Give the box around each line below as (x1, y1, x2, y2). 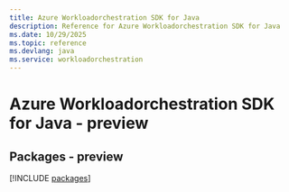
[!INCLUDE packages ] (9, 173, 91, 183)
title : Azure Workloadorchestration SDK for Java (9, 13, 200, 23)
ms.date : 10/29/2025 (9, 30, 88, 39)
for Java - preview (9, 114, 149, 133)
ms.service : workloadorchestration (9, 55, 144, 64)
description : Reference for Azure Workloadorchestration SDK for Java (9, 22, 281, 31)
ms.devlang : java (9, 47, 75, 56)
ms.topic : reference (9, 38, 88, 48)
